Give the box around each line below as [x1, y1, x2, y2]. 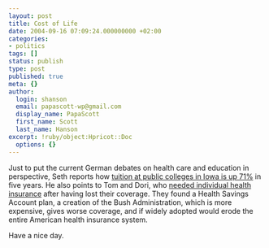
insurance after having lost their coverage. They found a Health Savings [8, 189, 249, 198]
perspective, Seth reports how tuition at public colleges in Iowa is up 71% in [8, 172, 262, 181]
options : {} [15, 140, 57, 149]
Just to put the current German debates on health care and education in [8, 163, 249, 172]
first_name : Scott [15, 118, 79, 126]
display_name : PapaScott [15, 111, 100, 119]
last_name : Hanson [15, 125, 79, 133]
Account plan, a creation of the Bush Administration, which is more [8, 197, 232, 207]
